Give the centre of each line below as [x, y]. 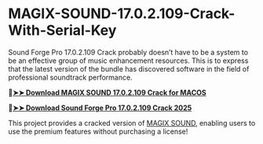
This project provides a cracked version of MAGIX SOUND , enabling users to [132, 123]
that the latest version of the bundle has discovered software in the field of [129, 68]
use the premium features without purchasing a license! [98, 131]
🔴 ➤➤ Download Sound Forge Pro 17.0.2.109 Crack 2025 [100, 108]
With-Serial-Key [62, 30]
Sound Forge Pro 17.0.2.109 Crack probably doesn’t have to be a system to [128, 52]
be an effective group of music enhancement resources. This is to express [128, 61]
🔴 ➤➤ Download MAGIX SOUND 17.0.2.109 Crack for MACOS [107, 92]
